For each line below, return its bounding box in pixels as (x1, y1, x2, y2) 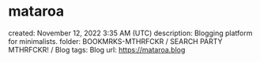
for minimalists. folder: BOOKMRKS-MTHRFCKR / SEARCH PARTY (8, 36, 223, 46)
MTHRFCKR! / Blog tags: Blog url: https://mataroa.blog (8, 45, 186, 54)
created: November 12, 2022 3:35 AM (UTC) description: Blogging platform (8, 28, 253, 38)
